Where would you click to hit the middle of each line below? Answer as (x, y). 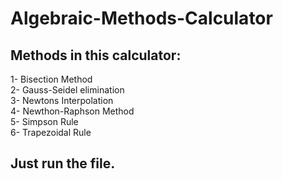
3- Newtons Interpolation (62, 100)
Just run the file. (63, 163)
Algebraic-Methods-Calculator (141, 18)
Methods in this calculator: (96, 55)
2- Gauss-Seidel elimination (67, 90)
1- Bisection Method (51, 79)
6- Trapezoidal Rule (51, 132)
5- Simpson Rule (44, 121)
